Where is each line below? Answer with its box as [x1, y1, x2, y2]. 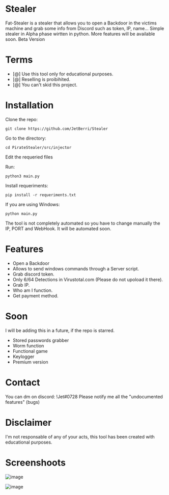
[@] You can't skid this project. [12, 81, 78, 88]
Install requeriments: [5, 182, 48, 188]
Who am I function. [12, 287, 53, 293]
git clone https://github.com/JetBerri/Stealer [5, 126, 108, 131]
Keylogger [12, 353, 35, 360]
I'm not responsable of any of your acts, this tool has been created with [5, 433, 155, 439]
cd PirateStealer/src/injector [5, 145, 72, 150]
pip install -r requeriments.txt [5, 192, 76, 198]
